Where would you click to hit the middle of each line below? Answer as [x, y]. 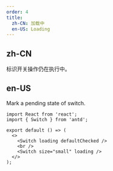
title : [15, 18]
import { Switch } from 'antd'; [47, 119]
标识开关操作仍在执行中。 [38, 69]
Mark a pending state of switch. [46, 103]
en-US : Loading [31, 29]
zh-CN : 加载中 [28, 23]
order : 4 [17, 12]
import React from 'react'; [42, 114]
